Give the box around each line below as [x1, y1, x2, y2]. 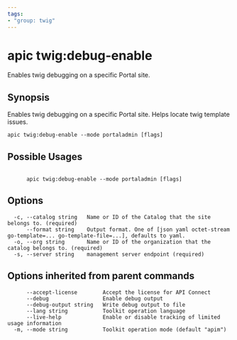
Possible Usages [7, 150, 83, 163]
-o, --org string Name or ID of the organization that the [13, 238, 211, 245]
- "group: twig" [7, 17, 55, 24]
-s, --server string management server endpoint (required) [13, 251, 204, 258]
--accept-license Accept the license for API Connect [26, 288, 211, 296]
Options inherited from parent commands [7, 270, 195, 282]
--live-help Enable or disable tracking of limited [26, 313, 221, 321]
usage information [7, 319, 62, 327]
